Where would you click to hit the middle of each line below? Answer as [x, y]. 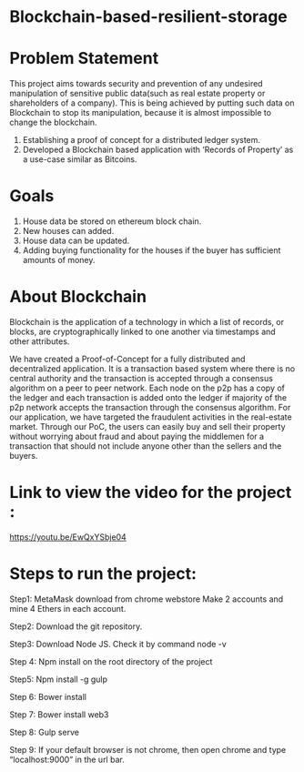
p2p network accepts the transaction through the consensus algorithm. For [150, 407]
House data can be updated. [76, 241]
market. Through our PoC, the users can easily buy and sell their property [147, 427]
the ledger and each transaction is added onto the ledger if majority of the [148, 397]
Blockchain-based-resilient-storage [149, 17]
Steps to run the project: [103, 574]
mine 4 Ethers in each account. [68, 608]
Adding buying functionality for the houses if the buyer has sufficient [152, 250]
